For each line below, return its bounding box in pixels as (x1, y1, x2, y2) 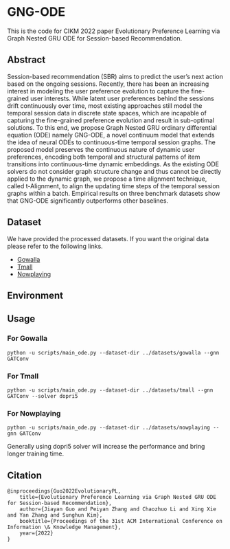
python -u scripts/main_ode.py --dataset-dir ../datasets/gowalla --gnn (7, 349, 220, 356)
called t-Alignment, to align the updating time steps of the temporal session (7, 181, 220, 190)
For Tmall (7, 371, 39, 381)
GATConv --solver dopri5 (7, 392, 78, 399)
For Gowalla (7, 334, 48, 344)
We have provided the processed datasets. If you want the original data (7, 234, 209, 243)
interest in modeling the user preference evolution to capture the (7, 87, 190, 95)
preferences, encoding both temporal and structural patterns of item (7, 153, 200, 161)
